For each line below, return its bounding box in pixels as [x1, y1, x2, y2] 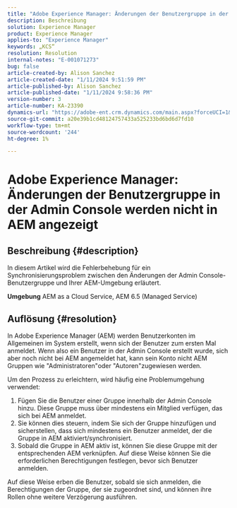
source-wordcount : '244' [7, 129, 80, 136]
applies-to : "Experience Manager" [7, 37, 109, 44]
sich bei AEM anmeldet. [17, 411, 87, 420]
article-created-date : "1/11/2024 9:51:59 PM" [7, 76, 147, 83]
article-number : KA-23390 [7, 102, 83, 110]
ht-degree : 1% [7, 135, 49, 142]
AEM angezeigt [7, 217, 99, 233]
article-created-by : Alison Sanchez [7, 69, 115, 76]
